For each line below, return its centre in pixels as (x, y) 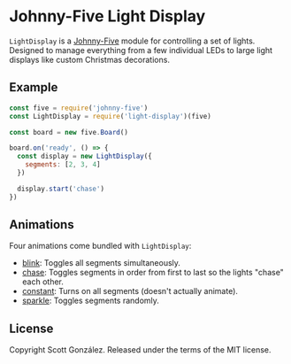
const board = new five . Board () (69, 132)
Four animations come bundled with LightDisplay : (100, 246)
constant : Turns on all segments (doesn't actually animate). (130, 291)
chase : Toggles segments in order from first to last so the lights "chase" (153, 273)
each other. (43, 282)
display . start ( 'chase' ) (61, 189)
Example (34, 87)
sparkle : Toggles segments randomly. (90, 301)
